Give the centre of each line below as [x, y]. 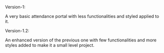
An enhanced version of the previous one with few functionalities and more [81, 40]
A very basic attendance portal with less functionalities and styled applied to [82, 16]
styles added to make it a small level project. [50, 45]
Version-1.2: [17, 31]
